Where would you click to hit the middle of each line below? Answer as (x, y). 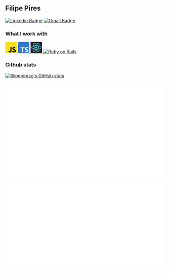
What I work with (27, 33)
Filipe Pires (23, 8)
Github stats (21, 65)
